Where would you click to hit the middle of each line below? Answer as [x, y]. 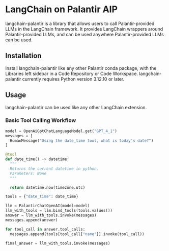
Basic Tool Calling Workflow [41, 120]
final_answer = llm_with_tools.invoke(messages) [58, 243]
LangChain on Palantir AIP [62, 9]
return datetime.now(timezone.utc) [48, 187]
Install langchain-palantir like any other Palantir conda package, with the [81, 68]
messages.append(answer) [32, 220]
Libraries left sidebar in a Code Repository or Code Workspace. [72, 73]
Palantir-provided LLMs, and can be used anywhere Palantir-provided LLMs [84, 34]
